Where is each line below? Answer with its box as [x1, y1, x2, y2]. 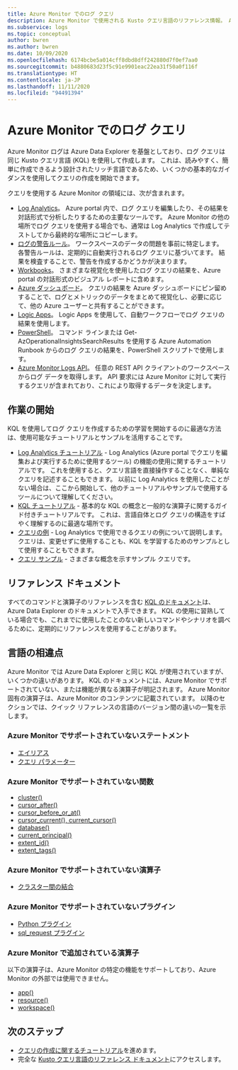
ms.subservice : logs [7, 23, 69, 31]
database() [17, 824, 50, 832]
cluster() [17, 793, 42, 802]
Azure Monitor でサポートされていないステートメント [7, 731, 190, 741]
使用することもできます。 [23, 546, 98, 554]
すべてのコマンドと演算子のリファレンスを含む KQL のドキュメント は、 [7, 597, 215, 606]
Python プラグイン [17, 920, 72, 928]
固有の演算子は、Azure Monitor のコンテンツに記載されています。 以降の [7, 693, 220, 702]
